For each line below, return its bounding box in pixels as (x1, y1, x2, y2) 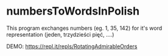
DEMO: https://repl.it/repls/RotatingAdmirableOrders (6, 43, 138, 50)
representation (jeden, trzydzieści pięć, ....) (6, 30, 114, 38)
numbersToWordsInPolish (6, 4, 140, 18)
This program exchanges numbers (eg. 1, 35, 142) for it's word (6, 24, 163, 32)
